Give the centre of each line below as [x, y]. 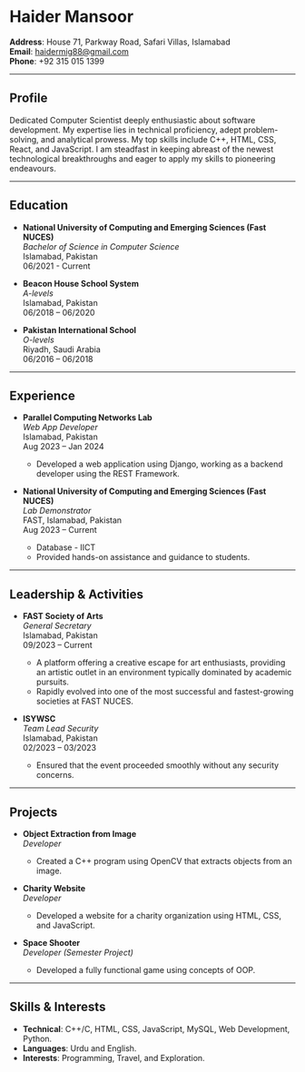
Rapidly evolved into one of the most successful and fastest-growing [165, 692]
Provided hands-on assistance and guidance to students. [143, 557]
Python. [37, 1038]
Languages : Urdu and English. [79, 1048]
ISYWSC [39, 719]
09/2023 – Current [57, 645]
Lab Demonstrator [57, 511]
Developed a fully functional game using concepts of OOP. [146, 970]
